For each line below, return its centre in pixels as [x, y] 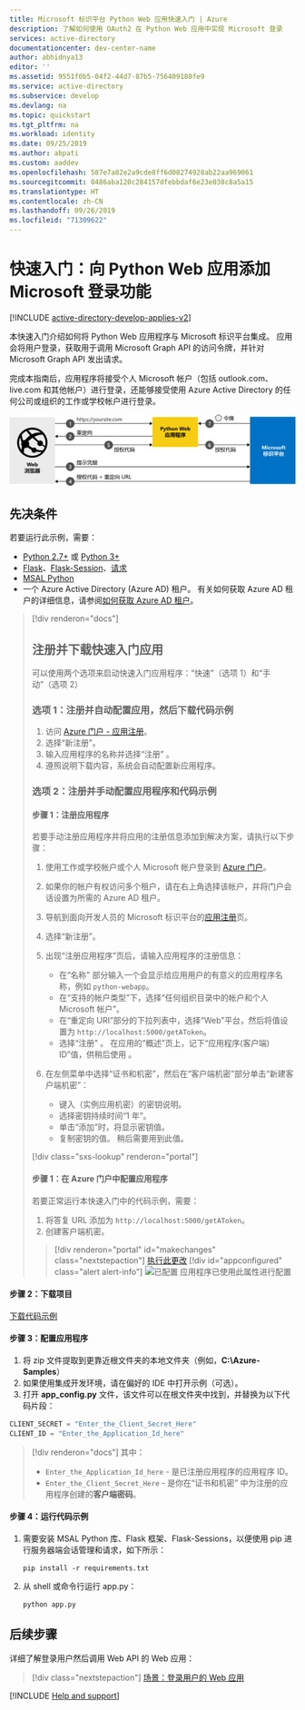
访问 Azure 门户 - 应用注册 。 [98, 732]
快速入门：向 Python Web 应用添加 [140, 269]
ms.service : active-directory [67, 86]
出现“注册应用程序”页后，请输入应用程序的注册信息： [144, 956]
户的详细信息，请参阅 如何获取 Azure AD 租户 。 [110, 600]
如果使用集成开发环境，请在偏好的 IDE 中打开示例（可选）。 [133, 1383]
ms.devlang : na [38, 105]
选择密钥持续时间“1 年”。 [105, 1116]
